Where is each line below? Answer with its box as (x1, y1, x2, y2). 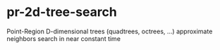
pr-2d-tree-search (6, 4, 117, 20)
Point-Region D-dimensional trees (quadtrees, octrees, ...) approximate (6, 27, 213, 35)
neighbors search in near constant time (6, 34, 121, 42)
